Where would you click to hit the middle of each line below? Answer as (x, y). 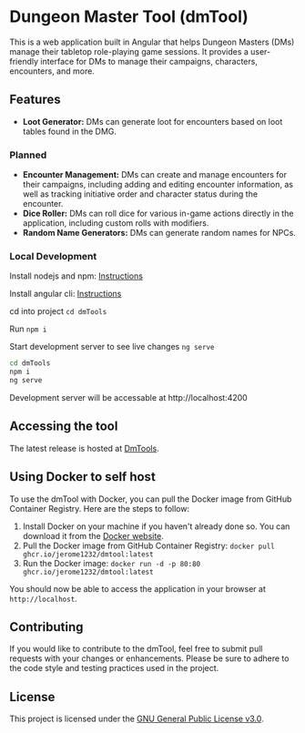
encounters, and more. (52, 71)
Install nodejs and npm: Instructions (76, 276)
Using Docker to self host (83, 477)
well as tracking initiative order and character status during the (140, 194)
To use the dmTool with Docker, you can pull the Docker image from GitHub (151, 499)
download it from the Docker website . (93, 535)
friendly (24, 61)
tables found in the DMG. (69, 131)
